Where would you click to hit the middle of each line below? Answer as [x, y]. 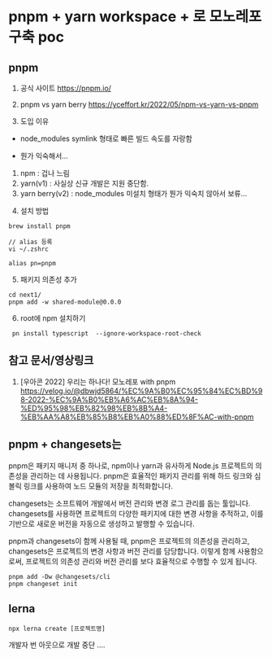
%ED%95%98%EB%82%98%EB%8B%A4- [94, 408]
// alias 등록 [30, 242]
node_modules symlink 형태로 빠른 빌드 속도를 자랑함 [106, 138]
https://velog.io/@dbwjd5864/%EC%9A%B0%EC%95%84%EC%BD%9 [141, 391]
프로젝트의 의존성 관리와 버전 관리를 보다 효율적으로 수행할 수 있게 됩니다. [141, 561]
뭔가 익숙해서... [44, 156]
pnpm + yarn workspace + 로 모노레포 [135, 17]
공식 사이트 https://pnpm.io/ [66, 88]
